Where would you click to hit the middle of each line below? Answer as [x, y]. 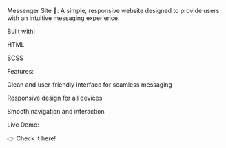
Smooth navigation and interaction [56, 111]
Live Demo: [23, 125]
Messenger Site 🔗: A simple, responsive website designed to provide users [113, 11]
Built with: [21, 31]
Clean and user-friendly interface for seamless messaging [90, 85]
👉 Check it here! [32, 138]
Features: [21, 71]
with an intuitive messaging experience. [63, 18]
